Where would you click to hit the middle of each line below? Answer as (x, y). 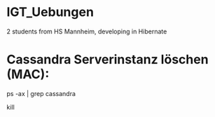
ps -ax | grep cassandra (41, 93)
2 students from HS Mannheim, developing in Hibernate (87, 31)
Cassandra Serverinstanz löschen (107, 60)
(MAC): (28, 75)
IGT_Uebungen (50, 12)
